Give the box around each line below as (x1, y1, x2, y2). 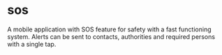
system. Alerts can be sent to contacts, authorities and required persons (7, 32, 215, 40)
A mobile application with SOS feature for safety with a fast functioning (7, 25, 212, 33)
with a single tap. (7, 40, 57, 48)
